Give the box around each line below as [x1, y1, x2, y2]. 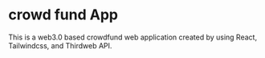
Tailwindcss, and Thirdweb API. [8, 40, 112, 50]
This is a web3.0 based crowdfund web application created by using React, [8, 32, 258, 42]
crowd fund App [8, 6, 119, 24]
